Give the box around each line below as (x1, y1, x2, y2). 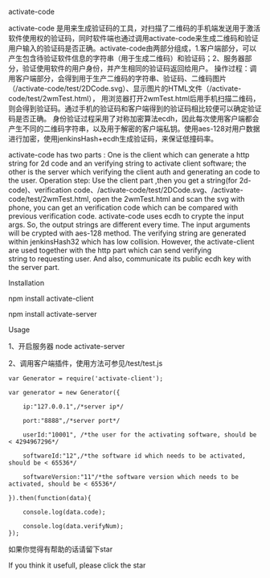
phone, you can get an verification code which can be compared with (8, 203, 239, 212)
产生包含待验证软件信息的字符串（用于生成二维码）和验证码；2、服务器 (8, 54, 245, 63)
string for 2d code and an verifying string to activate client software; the (8, 158, 247, 168)
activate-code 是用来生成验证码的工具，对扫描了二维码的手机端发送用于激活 (8, 23, 261, 33)
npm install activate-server (8, 309, 97, 318)
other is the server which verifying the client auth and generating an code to (8, 167, 260, 176)
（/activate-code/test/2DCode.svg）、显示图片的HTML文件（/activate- (8, 84, 242, 93)
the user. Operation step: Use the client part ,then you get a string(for (8, 176, 238, 185)
